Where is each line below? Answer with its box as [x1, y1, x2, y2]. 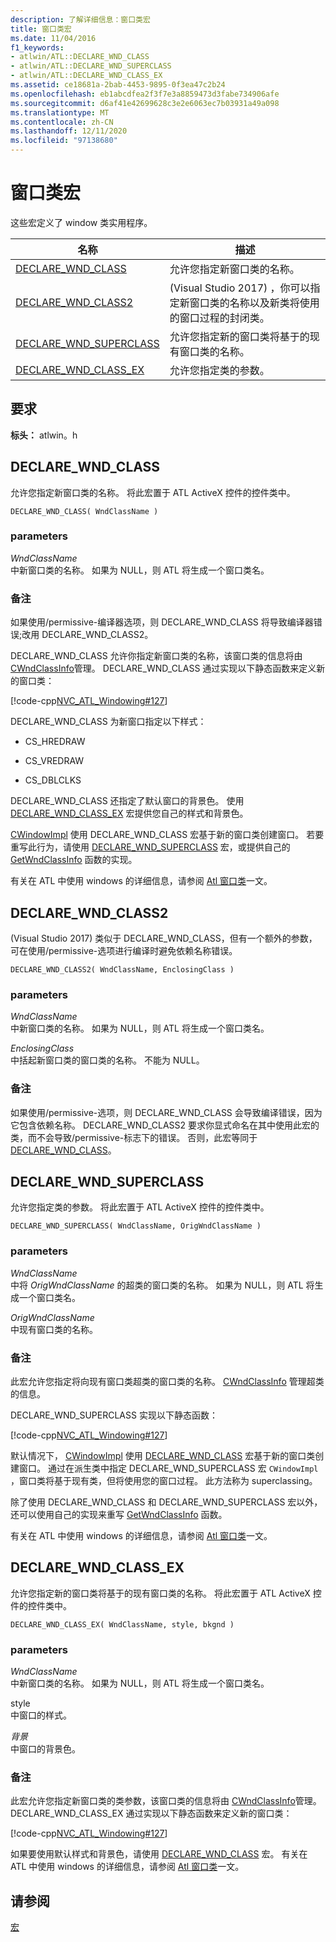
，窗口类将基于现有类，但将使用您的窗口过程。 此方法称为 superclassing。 [10, 1474, 318, 1486]
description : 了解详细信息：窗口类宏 [10, 14, 151, 25]
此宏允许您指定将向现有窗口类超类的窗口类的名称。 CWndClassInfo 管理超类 [10, 1375, 325, 1387]
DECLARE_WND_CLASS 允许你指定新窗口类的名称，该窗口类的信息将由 [10, 650, 303, 662]
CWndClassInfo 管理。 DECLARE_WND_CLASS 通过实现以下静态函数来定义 [10, 662, 317, 675]
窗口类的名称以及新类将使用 [189, 296, 320, 310]
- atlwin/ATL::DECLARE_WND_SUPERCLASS [10, 61, 172, 71]
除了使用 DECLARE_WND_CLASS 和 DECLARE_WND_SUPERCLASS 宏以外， [10, 1496, 323, 1508]
